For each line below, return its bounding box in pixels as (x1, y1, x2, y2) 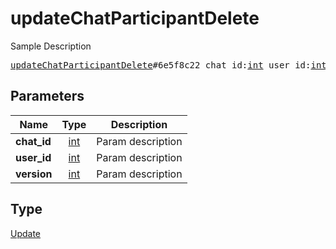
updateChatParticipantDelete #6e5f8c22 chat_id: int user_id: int (10, 59, 327, 71)
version (15, 167, 53, 181)
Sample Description (10, 40, 92, 52)
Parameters (10, 88, 85, 105)
